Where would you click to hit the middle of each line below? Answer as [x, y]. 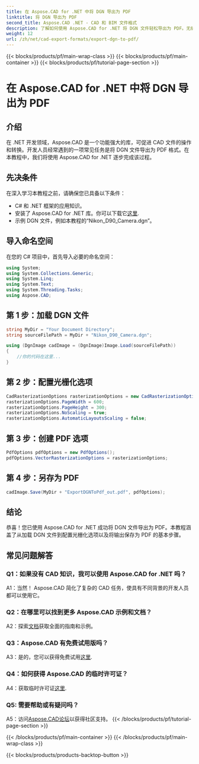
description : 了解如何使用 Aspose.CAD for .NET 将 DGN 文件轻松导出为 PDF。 [96, 28]
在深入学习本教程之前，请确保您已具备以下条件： [66, 193]
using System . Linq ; [30, 279]
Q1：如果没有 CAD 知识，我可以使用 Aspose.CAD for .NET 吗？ [96, 574]
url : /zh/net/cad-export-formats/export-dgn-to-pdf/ [73, 39]
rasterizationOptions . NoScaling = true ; [57, 413]
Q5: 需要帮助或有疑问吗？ [42, 705]
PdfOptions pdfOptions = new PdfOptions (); [61, 452]
